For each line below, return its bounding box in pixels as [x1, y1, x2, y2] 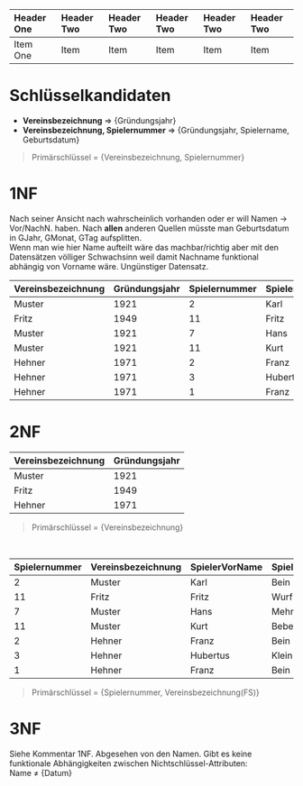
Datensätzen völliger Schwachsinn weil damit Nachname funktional [9, 251, 259, 262]
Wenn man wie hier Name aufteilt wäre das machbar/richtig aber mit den [9, 242, 280, 252]
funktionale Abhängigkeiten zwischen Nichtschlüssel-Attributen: [9, 757, 248, 769]
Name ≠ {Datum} [9, 767, 72, 778]
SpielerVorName [189, 561, 263, 573]
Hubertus [189, 649, 230, 662]
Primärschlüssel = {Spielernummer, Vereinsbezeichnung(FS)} [31, 687, 260, 698]
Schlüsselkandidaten [9, 86, 171, 106]
